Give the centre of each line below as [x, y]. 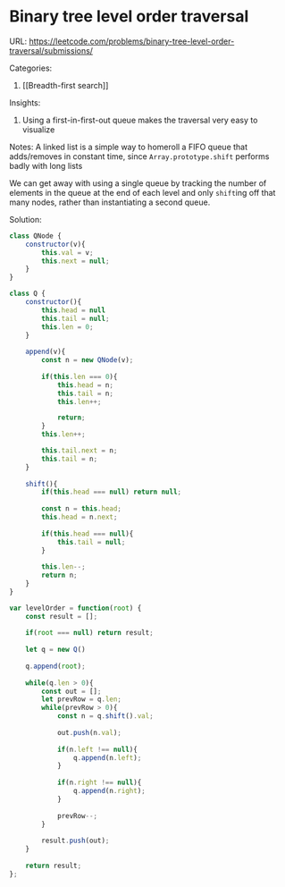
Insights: [25, 102]
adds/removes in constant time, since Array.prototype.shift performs [139, 156]
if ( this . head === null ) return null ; [111, 492]
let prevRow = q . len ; [82, 699]
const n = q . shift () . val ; [105, 716]
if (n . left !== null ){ [97, 749]
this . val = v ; [67, 252]
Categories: [31, 68]
